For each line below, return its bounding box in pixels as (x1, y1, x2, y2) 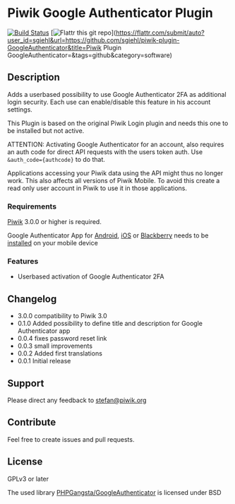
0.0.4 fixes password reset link (17, 334, 107, 343)
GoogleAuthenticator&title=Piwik (7, 43, 102, 52)
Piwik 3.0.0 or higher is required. (7, 218, 102, 226)
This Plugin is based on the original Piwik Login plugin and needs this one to (7, 119, 229, 127)
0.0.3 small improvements (17, 341, 93, 351)
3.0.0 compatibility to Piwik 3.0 (17, 312, 107, 320)
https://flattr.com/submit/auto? (115, 28, 205, 37)
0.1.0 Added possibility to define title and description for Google (17, 320, 203, 328)
